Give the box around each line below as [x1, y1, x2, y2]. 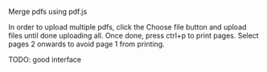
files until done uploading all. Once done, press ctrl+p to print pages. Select [8, 31, 259, 40]
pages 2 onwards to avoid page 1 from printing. [8, 39, 165, 49]
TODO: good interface [8, 55, 82, 64]
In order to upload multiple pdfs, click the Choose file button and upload [8, 22, 247, 31]
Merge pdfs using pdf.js [8, 7, 88, 16]
